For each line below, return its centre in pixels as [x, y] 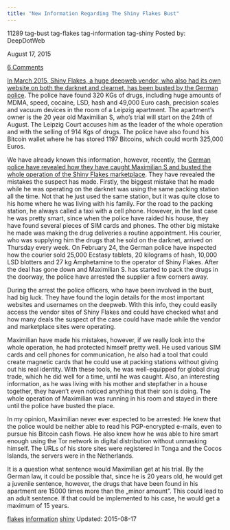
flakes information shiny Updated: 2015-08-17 [72, 519]
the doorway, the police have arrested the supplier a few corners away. [108, 277]
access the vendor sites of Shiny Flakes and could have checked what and [113, 312]
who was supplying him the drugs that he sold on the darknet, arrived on [110, 240]
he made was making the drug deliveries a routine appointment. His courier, [114, 233]
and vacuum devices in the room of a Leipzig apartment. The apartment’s [111, 109]
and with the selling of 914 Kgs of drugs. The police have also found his [108, 131]
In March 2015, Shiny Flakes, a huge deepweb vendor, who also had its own [114, 81]
